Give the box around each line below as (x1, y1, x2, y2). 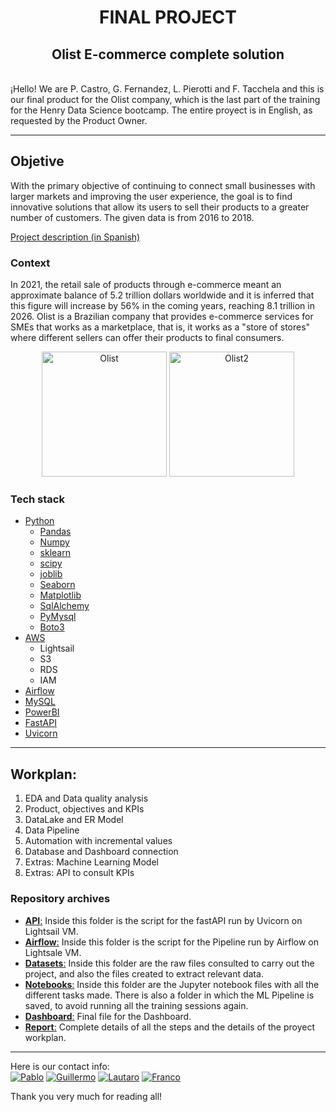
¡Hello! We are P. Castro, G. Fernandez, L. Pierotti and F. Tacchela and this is (10, 83, 325, 95)
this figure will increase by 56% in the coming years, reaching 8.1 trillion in (10, 300, 315, 312)
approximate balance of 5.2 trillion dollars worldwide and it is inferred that (10, 289, 315, 301)
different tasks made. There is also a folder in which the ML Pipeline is (24, 989, 315, 1001)
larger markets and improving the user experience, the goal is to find (10, 190, 293, 202)
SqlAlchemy (39, 600, 90, 612)
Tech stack (10, 492, 65, 506)
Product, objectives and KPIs (24, 803, 145, 815)
